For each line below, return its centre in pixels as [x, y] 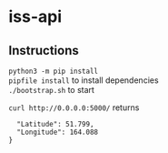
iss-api [35, 17]
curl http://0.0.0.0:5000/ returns [74, 107]
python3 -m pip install [54, 71]
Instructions [44, 51]
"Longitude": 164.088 [58, 132]
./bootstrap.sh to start [51, 90]
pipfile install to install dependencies [84, 80]
